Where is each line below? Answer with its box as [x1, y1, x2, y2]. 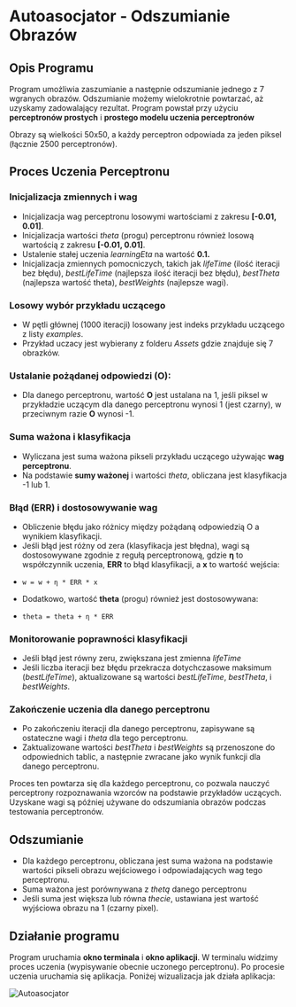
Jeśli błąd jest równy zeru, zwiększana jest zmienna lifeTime [21, 653, 241, 664]
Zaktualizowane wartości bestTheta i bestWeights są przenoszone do [21, 742, 276, 753]
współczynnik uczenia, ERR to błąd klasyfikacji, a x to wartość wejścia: [21, 558, 280, 569]
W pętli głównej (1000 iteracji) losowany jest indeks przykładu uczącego [21, 319, 285, 330]
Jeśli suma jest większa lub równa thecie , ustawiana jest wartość [21, 894, 259, 904]
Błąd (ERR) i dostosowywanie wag [9, 501, 158, 513]
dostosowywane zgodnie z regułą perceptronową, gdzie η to [21, 550, 244, 560]
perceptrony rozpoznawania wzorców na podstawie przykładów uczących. [9, 787, 283, 799]
